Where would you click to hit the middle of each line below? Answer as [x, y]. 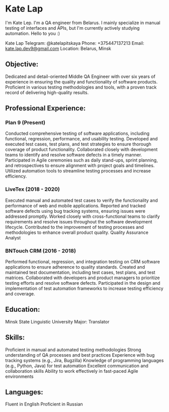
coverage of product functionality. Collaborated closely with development [81, 149]
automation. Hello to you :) [33, 33]
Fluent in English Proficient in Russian [44, 404]
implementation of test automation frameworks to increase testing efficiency [84, 289]
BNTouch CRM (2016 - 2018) [41, 251]
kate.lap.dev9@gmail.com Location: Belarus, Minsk [58, 48]
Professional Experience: [46, 108]
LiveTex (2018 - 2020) [33, 189]
